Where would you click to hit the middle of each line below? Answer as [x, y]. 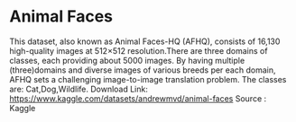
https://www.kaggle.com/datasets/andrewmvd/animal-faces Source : [138, 98]
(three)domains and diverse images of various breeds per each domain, [143, 70]
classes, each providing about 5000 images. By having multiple [127, 60]
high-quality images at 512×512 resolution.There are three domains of [139, 50]
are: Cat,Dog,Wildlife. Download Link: [79, 89]
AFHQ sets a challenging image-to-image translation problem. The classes [148, 79]
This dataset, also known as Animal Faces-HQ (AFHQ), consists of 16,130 [145, 41]
